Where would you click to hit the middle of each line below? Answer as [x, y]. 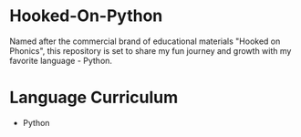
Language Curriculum [94, 98]
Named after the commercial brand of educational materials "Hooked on [145, 41]
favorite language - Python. [61, 60]
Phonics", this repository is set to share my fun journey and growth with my [150, 50]
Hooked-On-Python [86, 16]
